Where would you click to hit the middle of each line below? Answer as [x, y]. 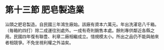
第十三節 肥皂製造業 [45, 10]
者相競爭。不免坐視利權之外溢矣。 [39, 42]
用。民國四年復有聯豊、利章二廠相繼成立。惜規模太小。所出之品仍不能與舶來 [82, 36]
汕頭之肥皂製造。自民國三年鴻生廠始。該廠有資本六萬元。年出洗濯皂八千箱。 [82, 24]
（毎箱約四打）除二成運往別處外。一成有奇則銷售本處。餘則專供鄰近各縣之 [80, 30]
